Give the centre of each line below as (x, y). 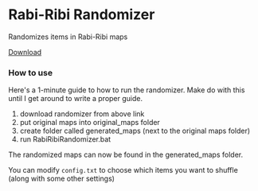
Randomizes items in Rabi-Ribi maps (68, 37)
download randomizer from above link (82, 114)
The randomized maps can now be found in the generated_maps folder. (126, 155)
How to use (31, 72)
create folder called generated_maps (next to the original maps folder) (135, 131)
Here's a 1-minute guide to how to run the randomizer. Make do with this (127, 90)
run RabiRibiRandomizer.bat (65, 139)
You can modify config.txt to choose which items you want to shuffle (123, 170)
